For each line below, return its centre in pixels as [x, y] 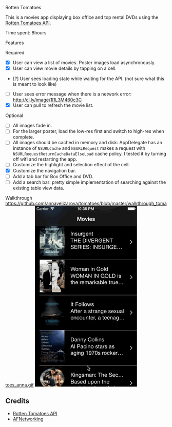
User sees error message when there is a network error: [72, 94]
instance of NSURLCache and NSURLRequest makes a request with [79, 148]
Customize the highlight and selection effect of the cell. [71, 165]
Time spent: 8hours [26, 33]
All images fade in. [32, 126]
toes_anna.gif [20, 385]
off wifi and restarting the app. [45, 159]
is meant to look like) [35, 84]
